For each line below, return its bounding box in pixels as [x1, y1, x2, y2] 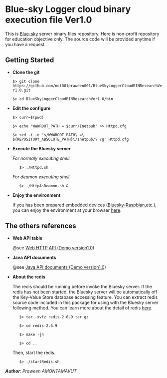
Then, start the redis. [12, 349, 56, 355]
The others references [5, 222, 76, 230]
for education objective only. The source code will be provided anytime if [5, 36, 156, 42]
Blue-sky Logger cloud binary [5, 4, 131, 15]
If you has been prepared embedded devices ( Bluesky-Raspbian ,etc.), [12, 202, 157, 208]
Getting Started [5, 56, 54, 65]
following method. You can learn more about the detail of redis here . [12, 304, 153, 311]
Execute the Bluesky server [12, 145, 71, 151]
